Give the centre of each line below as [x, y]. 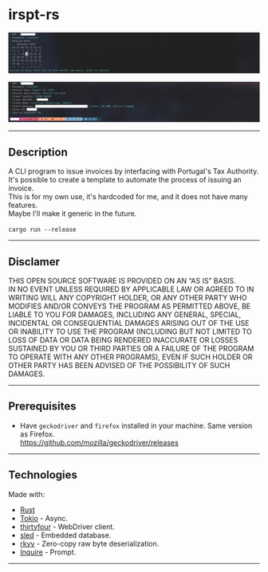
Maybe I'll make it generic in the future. [73, 214]
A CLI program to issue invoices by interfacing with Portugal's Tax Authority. [134, 171]
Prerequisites [42, 407]
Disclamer [34, 262]
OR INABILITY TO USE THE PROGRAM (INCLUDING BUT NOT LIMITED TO [130, 331]
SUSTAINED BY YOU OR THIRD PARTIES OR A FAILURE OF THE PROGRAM [131, 349]
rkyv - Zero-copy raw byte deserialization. [89, 543]
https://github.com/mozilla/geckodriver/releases [99, 442]
